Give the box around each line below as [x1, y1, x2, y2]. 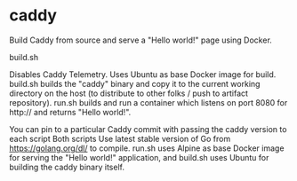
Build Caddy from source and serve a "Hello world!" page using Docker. [9, 35, 273, 45]
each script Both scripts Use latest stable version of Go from [9, 133, 231, 144]
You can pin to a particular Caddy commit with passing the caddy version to [9, 123, 287, 134]
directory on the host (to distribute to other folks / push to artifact [9, 88, 249, 98]
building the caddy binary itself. [9, 161, 124, 172]
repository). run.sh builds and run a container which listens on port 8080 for [9, 97, 288, 107]
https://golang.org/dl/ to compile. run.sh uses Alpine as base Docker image [9, 143, 285, 153]
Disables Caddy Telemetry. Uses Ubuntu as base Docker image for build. [9, 68, 277, 80]
